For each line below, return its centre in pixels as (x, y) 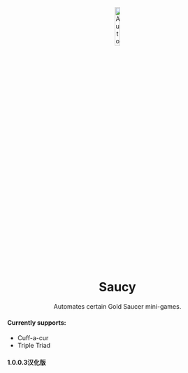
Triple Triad (34, 346)
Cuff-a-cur (33, 338)
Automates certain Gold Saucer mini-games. (117, 306)
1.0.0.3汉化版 (27, 362)
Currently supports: (37, 322)
